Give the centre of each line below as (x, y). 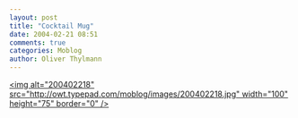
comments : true (38, 42)
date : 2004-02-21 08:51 (54, 34)
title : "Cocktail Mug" (52, 26)
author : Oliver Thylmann (56, 59)
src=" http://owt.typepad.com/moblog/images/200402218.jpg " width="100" (149, 94)
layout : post (34, 17)
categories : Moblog (46, 51)
